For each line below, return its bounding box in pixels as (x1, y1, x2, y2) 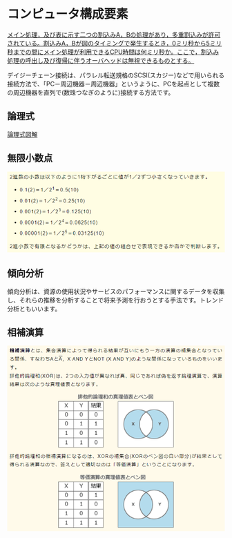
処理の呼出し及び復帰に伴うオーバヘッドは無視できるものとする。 (7, 56, 195, 64)
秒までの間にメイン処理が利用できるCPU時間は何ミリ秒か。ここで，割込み (7, 48, 220, 56)
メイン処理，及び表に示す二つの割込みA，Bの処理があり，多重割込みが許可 (7, 30, 221, 39)
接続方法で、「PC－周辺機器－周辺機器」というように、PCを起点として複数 (7, 79, 220, 88)
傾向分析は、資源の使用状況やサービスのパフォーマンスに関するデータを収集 (7, 287, 225, 296)
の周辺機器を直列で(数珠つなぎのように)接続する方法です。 (7, 88, 175, 97)
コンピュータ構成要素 (7, 6, 129, 22)
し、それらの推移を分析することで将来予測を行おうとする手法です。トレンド (7, 296, 224, 304)
